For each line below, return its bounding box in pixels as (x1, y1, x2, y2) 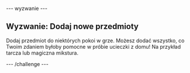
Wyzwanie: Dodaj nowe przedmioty (6, 21, 139, 31)
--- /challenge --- (6, 60, 49, 67)
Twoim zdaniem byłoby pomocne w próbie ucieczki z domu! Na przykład (6, 43, 181, 50)
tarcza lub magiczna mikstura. (6, 49, 79, 56)
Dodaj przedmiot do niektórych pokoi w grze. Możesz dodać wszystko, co (6, 37, 185, 44)
